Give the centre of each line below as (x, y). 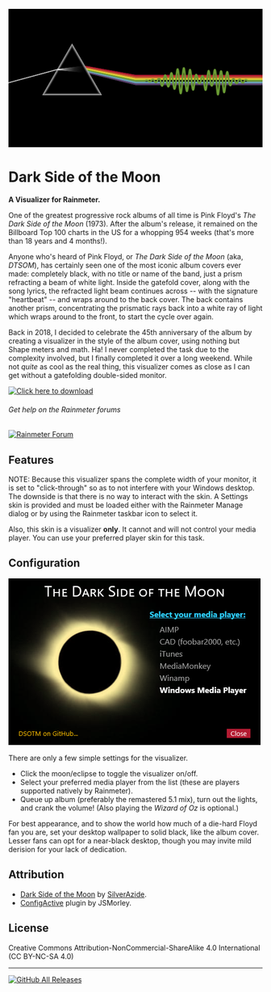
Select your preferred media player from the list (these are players (130, 782)
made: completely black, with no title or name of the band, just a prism (125, 274)
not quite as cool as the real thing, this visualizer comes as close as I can (129, 367)
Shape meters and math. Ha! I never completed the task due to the (119, 350)
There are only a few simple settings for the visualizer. (98, 758)
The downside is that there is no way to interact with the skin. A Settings (128, 497)
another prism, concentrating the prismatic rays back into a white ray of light (135, 309)
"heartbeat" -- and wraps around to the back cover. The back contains (126, 300)
